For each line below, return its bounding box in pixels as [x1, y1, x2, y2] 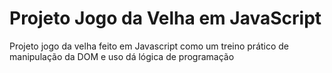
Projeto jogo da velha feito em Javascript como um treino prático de [9, 40, 290, 52]
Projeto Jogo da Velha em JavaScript [9, 7, 322, 30]
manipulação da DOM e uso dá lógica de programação [9, 50, 235, 62]
